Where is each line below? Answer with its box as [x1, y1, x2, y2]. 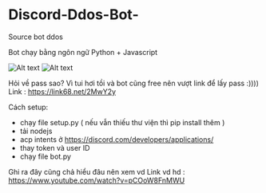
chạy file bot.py [19, 152, 72, 161]
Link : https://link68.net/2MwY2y [8, 86, 117, 96]
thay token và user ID [19, 143, 90, 152]
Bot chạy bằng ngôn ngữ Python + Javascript [8, 47, 158, 57]
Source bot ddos [8, 32, 64, 41]
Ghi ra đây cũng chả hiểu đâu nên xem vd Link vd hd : [8, 167, 185, 176]
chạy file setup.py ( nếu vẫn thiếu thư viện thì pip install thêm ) [19, 117, 225, 127]
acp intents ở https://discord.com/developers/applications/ [19, 134, 214, 144]
